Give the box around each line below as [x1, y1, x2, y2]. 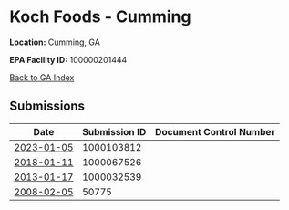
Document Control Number [154, 125, 275, 138]
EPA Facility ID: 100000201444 [9, 54, 128, 65]
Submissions [9, 99, 85, 114]
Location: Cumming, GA [9, 37, 100, 47]
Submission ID [81, 125, 147, 138]
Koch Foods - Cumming [9, 6, 191, 27]
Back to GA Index [9, 71, 75, 83]
